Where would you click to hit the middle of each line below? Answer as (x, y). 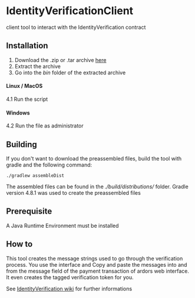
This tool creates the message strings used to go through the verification (95, 258)
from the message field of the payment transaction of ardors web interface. (98, 271)
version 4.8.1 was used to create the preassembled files (74, 192)
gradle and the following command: (49, 165)
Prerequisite (29, 212)
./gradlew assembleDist (35, 175)
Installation (27, 46)
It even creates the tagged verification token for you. (70, 277)
